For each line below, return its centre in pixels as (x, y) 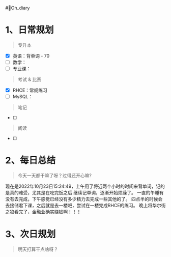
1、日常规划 (30, 30)
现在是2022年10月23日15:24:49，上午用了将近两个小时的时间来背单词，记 (83, 186)
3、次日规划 (31, 234)
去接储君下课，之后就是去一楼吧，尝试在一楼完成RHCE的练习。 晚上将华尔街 (85, 206)
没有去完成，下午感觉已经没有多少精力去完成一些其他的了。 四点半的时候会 (84, 199)
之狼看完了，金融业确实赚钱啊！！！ (43, 212)
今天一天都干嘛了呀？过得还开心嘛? (54, 176)
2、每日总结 (31, 161)
